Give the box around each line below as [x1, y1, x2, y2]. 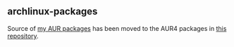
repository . [7, 32, 39, 40]
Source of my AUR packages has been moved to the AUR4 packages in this [7, 24, 227, 32]
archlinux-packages [7, 6, 98, 18]
